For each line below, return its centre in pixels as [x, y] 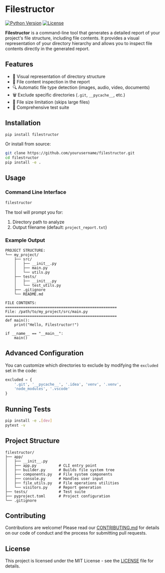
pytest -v [15, 425]
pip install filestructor [32, 134]
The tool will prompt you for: [34, 212]
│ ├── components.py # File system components [59, 474]
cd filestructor [22, 158]
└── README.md [29, 294]
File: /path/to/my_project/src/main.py [47, 311]
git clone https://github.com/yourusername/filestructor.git [70, 153]
